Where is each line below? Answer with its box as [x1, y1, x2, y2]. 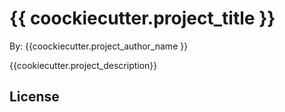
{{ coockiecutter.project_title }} [9, 7, 276, 30]
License [9, 88, 60, 106]
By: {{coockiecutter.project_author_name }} [9, 40, 189, 52]
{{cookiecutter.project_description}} [9, 59, 158, 71]
